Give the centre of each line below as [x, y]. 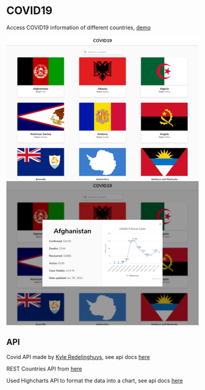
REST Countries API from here [44, 369]
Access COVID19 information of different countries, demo [79, 27]
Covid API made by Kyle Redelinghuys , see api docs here [78, 356]
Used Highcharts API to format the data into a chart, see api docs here [95, 380]
